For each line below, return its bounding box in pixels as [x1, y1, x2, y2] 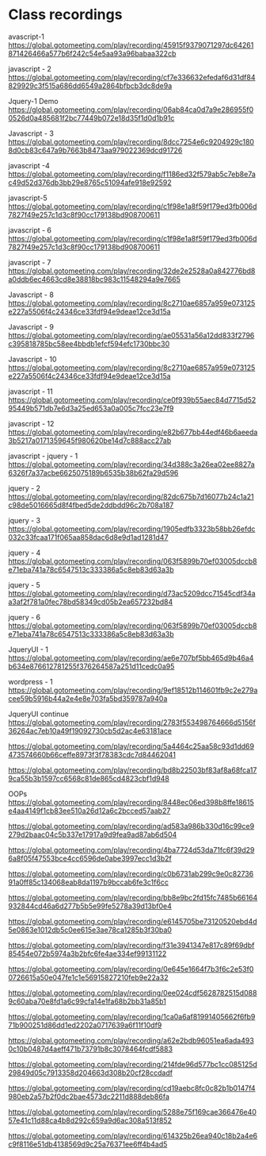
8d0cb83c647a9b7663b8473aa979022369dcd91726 [8, 145, 183, 155]
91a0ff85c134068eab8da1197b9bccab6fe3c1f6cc [8, 877, 169, 887]
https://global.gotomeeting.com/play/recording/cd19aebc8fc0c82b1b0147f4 [8, 1083, 256, 1092]
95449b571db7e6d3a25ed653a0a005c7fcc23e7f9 [8, 403, 174, 413]
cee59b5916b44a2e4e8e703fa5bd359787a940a [8, 693, 168, 703]
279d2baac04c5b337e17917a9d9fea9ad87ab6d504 [8, 830, 177, 839]
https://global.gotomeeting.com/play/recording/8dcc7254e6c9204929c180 [8, 137, 255, 146]
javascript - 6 [8, 225, 52, 235]
